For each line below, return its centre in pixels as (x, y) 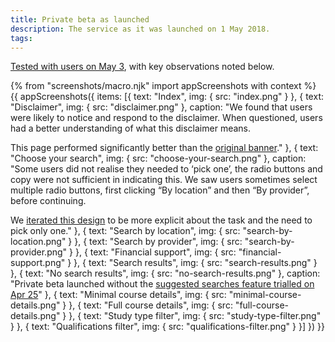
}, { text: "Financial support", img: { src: (155, 252)
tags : (21, 38)
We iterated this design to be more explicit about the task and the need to (161, 220)
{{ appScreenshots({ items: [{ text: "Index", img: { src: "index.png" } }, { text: (167, 97)
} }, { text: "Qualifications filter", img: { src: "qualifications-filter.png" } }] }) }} (167, 327)
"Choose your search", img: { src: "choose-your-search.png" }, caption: (158, 158)
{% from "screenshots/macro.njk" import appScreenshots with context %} (163, 86)
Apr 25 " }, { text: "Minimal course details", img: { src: (118, 295)
